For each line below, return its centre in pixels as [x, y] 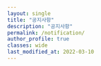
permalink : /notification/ [46, 33]
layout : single [29, 13]
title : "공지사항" [31, 20]
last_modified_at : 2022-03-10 [51, 52]
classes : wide [28, 45]
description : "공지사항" [40, 26]
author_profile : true [38, 39]
